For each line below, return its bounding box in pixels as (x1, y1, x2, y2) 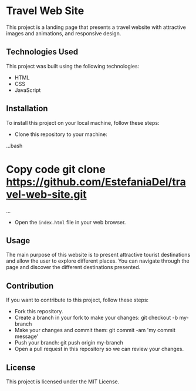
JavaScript (14, 87, 41, 94)
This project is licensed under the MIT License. (6, 378, 120, 385)
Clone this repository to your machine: (14, 131, 107, 138)
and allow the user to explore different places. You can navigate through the (6, 257, 190, 264)
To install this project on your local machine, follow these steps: (6, 119, 160, 126)
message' (14, 333, 39, 340)
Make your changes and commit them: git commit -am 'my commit (14, 327, 176, 334)
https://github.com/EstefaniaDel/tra (6, 175, 186, 188)
